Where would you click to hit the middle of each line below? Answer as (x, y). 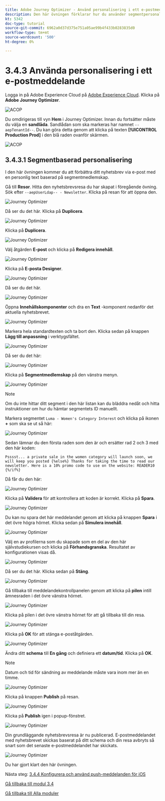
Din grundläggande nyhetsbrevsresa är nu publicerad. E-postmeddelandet (80, 735)
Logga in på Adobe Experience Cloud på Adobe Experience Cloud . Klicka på (82, 95)
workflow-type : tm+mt (27, 33)
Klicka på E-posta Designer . (34, 268)
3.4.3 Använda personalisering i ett (79, 70)
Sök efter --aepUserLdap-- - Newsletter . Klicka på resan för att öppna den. (81, 192)
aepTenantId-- (20, 130)
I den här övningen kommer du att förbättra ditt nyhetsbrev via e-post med (80, 172)
